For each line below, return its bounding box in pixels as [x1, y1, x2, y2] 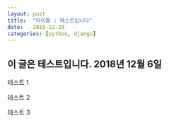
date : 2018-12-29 [7, 23, 65, 30]
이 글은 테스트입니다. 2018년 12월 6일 [7, 58, 163, 70]
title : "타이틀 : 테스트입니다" [7, 17, 93, 24]
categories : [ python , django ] [7, 30, 97, 37]
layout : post [7, 10, 46, 18]
